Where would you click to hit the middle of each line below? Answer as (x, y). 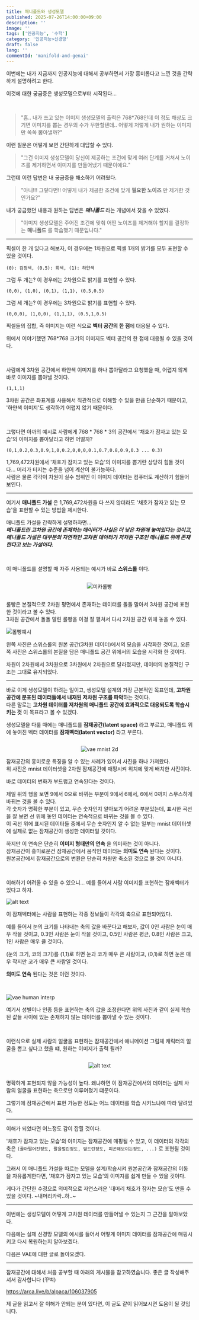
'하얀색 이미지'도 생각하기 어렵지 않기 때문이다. (60, 407)
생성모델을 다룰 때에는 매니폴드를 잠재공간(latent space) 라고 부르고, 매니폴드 (96, 724)
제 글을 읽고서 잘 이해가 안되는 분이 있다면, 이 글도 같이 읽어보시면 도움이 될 (93, 1303)
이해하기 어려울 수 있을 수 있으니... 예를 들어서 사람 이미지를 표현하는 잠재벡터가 (98, 882)
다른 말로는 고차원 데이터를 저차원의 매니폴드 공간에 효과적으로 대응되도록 (90, 704)
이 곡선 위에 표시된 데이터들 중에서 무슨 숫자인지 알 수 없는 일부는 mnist (88, 823)
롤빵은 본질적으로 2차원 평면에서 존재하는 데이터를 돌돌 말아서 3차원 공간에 (92, 604)
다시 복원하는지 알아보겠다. (48, 1241)
